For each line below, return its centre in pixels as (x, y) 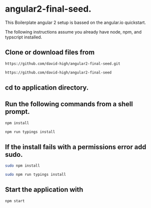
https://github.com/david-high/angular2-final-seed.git (63, 64)
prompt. (17, 112)
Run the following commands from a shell (69, 104)
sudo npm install (23, 166)
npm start (15, 201)
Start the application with (44, 190)
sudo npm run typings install (36, 175)
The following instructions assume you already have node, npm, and (73, 32)
